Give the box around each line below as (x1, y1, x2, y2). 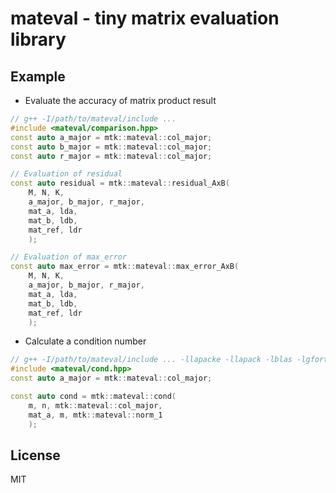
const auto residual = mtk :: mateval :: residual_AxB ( (10, 178, 230, 189)
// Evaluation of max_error (10, 252, 128, 262)
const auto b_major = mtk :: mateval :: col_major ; (10, 142, 213, 152)
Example (10, 68, 66, 85)
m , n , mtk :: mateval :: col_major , (28, 400, 163, 411)
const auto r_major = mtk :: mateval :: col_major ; (10, 151, 213, 161)
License (10, 447, 61, 464)
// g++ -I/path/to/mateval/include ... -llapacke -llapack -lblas (10, 355, 293, 365)
